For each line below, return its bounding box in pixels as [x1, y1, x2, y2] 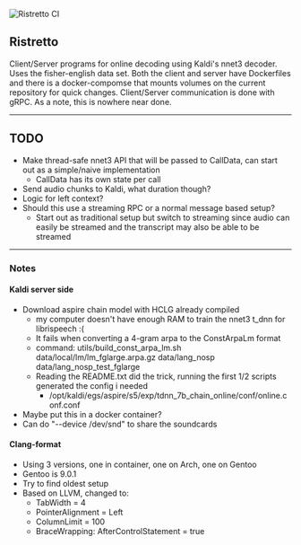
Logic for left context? [21, 193, 104, 204]
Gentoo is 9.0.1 [21, 468, 77, 479]
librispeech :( [35, 323, 85, 334]
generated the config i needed [35, 380, 148, 391]
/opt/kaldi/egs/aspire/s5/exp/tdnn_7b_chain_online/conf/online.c [48, 390, 288, 400]
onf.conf [48, 400, 81, 410]
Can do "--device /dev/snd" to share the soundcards [21, 418, 218, 429]
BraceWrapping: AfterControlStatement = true [35, 525, 205, 536]
